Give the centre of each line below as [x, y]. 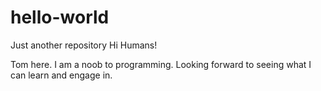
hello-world [60, 17]
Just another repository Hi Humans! [84, 45]
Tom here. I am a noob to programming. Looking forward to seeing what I [161, 64]
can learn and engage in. [61, 75]
